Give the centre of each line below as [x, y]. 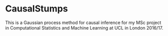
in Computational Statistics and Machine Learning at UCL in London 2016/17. [84, 27]
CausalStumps [36, 9]
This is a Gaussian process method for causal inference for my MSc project [83, 22]
